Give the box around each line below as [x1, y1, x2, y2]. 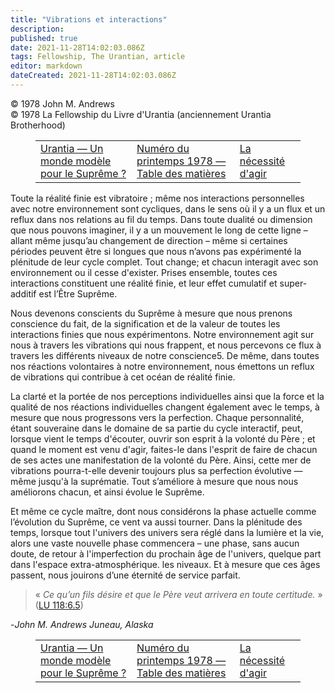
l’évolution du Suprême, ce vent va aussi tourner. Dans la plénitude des [10, 516, 303, 528]
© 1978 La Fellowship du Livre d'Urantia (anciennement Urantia [10, 108, 272, 120]
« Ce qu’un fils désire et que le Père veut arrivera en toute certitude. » [34, 588, 323, 600]
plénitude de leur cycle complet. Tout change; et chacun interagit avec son [10, 256, 319, 268]
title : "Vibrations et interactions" [10, 14, 168, 25]
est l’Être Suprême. [38, 287, 118, 300]
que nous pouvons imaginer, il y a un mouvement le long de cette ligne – [10, 224, 308, 236]
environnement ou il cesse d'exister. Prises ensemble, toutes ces [10, 266, 278, 278]
